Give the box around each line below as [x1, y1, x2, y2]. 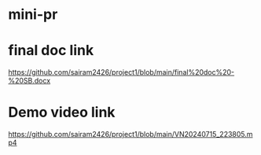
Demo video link [8, 104, 116, 121]
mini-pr [8, 6, 58, 24]
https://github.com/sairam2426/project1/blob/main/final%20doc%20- [8, 68, 235, 77]
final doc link [8, 42, 94, 60]
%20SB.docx [8, 76, 51, 86]
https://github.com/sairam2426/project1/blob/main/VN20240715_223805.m [8, 130, 253, 139]
